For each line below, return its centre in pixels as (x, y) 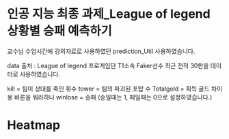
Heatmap (33, 125)
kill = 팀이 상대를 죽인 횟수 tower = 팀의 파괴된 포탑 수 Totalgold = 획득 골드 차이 (115, 89)
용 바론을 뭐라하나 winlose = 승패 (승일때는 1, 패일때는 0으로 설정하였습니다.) (110, 97)
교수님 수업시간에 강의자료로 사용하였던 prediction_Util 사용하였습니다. (101, 51)
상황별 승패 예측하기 (60, 31)
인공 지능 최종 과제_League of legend (109, 14)
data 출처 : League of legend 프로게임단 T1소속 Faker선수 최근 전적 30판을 (108, 65)
